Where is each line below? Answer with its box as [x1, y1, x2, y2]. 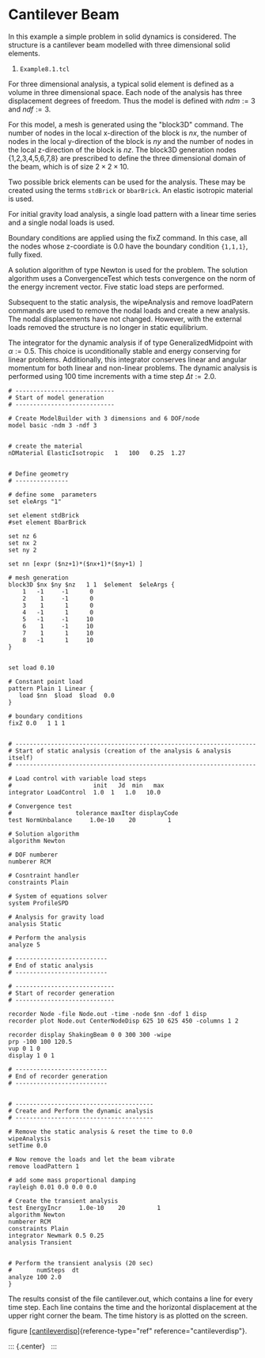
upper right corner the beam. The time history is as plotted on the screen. [8, 1311, 248, 1320]
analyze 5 [8, 940, 41, 949]
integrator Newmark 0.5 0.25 [8, 1231, 104, 1239]
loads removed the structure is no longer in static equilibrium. [8, 322, 208, 332]
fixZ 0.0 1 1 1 [8, 719, 66, 727]
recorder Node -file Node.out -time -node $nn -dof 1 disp [8, 1010, 207, 1018]
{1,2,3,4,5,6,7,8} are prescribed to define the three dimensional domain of [8, 153, 247, 163]
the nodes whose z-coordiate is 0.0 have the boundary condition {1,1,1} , [8, 241, 248, 251]
